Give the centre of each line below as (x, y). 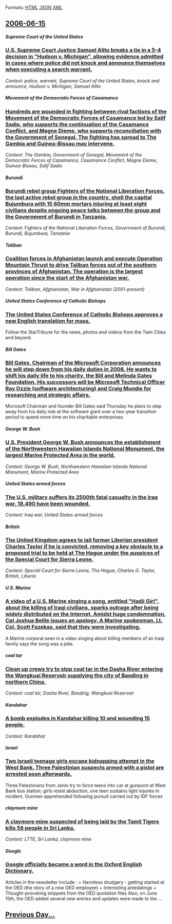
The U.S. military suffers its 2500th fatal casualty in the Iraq (82, 497)
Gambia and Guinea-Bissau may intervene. (60, 144)
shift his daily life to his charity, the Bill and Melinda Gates (79, 376)
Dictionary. (20, 871)
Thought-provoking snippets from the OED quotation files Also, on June (81, 893)
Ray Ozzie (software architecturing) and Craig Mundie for (78, 389)
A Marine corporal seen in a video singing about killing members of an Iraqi (85, 638)
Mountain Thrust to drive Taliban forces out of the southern (81, 265)
